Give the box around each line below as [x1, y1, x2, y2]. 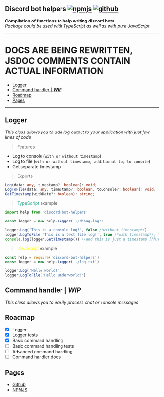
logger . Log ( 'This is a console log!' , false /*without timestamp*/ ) [5, 227, 147, 232]
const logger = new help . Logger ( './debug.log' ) [5, 219, 104, 224]
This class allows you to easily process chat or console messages [5, 299, 139, 305]
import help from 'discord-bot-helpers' [5, 210, 89, 215]
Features [17, 144, 35, 150]
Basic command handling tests [12, 343, 74, 349]
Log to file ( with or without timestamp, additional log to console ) [12, 158, 150, 164]
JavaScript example [17, 245, 57, 251]
